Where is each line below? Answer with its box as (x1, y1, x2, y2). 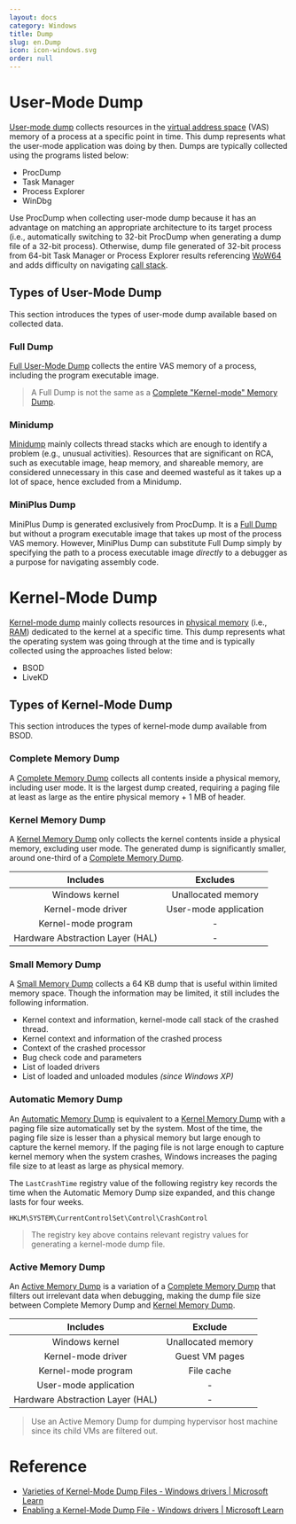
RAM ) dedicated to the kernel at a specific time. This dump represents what (9, 626, 285, 637)
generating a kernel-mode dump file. (30, 1239, 166, 1249)
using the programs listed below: (9, 150, 129, 160)
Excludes (195, 873, 236, 886)
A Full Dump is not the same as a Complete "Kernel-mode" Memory (30, 387, 278, 398)
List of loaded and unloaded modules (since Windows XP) (21, 1071, 234, 1082)
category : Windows (9, 21, 77, 30)
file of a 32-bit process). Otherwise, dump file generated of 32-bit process (9, 240, 282, 251)
